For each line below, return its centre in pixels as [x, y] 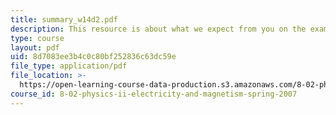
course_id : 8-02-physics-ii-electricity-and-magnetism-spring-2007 [154, 94]
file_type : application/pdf [69, 66]
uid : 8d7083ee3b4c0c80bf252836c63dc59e [93, 57]
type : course [37, 38]
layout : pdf [35, 47]
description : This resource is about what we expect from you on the [158, 29]
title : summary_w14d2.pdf [64, 19]
